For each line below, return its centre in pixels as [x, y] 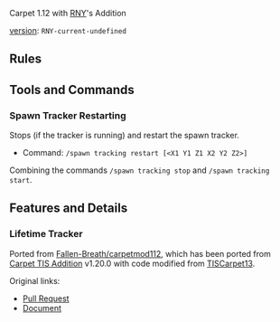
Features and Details [69, 208]
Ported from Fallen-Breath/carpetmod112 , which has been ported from [140, 253]
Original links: [35, 280]
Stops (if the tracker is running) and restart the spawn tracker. [124, 136]
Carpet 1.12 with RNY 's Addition [68, 13]
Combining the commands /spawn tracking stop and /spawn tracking [140, 170]
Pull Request [46, 298]
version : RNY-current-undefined [68, 30]
